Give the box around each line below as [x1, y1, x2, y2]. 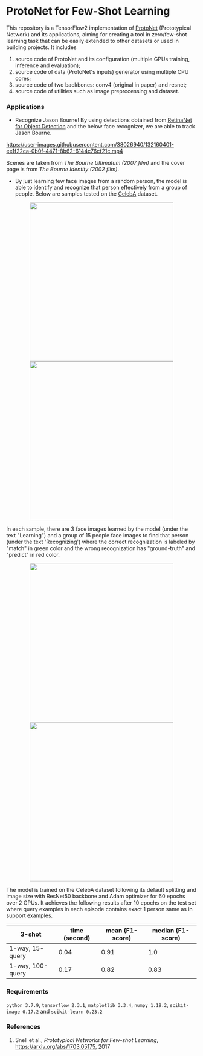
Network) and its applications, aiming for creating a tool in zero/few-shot [6, 30, 187, 38]
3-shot [20, 930, 42, 938]
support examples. [6, 912, 53, 919]
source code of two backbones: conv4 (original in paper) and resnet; [14, 81, 187, 88]
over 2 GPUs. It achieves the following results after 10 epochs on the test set [6, 899, 196, 906]
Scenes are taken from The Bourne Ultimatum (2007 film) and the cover [6, 159, 185, 167]
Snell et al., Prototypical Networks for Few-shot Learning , [14, 1036, 159, 1043]
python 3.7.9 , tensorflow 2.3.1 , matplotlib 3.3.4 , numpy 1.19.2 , [6, 1001, 169, 1008]
